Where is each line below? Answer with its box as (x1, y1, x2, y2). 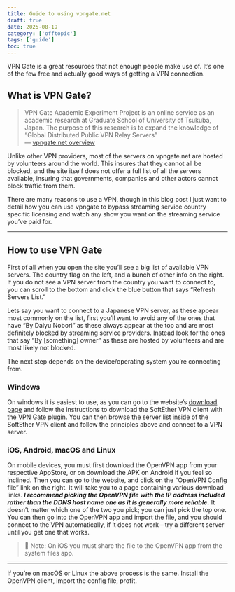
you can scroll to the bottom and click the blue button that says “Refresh (7, 285, 215, 294)
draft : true (7, 17, 42, 24)
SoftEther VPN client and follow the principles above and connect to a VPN (7, 420, 222, 428)
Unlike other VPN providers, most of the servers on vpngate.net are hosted (7, 151, 224, 160)
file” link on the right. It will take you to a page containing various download (7, 483, 224, 492)
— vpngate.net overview (24, 138, 96, 146)
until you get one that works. (7, 528, 90, 537)
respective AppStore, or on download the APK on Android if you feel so (7, 469, 212, 477)
